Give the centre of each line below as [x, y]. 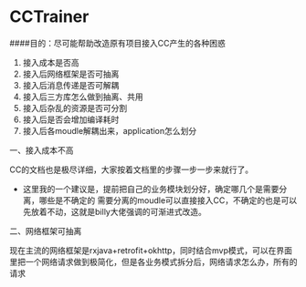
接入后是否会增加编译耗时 [71, 119]
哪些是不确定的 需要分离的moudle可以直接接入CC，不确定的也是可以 [168, 200]
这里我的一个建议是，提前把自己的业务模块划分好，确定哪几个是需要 [151, 189]
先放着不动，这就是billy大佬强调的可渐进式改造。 [115, 211]
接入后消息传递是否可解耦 [71, 85]
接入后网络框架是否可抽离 [71, 74]
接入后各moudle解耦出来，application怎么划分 [110, 130]
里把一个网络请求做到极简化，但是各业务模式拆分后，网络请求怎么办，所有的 [153, 261]
